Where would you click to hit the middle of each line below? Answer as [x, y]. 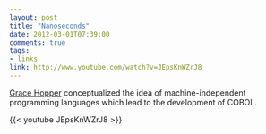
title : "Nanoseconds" [50, 26]
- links [24, 59]
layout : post [34, 17]
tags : [19, 51]
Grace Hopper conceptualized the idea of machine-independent [128, 92]
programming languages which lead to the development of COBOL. [133, 102]
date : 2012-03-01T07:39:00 [60, 34]
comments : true [38, 42]
